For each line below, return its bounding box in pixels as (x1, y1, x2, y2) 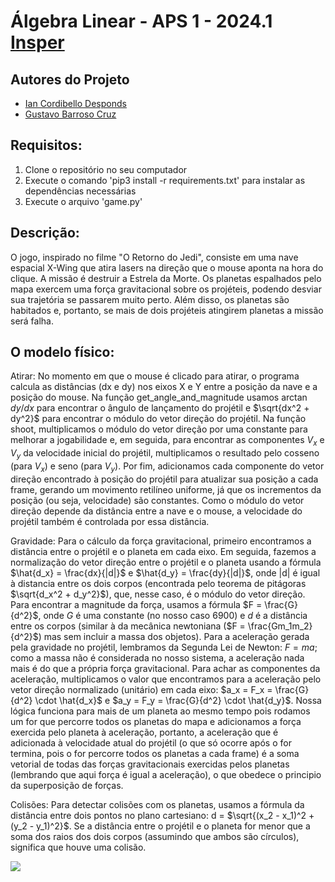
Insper (10, 31, 65, 54)
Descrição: (10, 225, 80, 242)
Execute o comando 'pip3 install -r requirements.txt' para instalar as (24, 174, 306, 186)
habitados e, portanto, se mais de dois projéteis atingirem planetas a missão (10, 304, 324, 316)
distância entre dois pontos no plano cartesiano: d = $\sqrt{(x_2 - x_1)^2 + (10, 809, 315, 821)
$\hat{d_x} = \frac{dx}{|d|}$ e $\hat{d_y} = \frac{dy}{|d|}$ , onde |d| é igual (10, 566, 321, 579)
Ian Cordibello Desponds (24, 98, 127, 109)
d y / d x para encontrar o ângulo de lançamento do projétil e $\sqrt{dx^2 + (10, 402, 310, 414)
